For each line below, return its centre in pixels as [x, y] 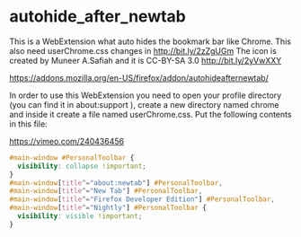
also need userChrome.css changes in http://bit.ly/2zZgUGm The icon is [143, 50]
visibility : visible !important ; [80, 216]
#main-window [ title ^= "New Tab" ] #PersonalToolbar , [106, 191]
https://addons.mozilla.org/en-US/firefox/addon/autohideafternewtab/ [139, 77]
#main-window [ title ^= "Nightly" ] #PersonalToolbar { [108, 208]
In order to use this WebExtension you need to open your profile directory [146, 95]
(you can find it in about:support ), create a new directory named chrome [144, 104]
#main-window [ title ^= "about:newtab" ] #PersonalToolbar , [116, 183]
